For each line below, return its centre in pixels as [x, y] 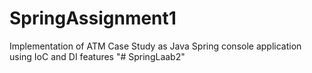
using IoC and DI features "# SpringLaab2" [97, 56]
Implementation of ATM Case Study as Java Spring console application [155, 46]
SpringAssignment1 [93, 18]
